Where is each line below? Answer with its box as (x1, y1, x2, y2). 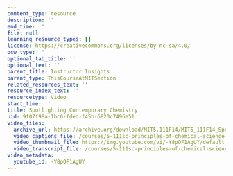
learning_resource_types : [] (7, 36, 92, 43)
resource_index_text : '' (7, 87, 79, 94)
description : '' (7, 17, 54, 24)
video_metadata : (7, 152, 54, 159)
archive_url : (13, 126, 51, 133)
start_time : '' (7, 100, 51, 107)
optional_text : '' (7, 62, 60, 69)
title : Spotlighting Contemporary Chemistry (7, 107, 138, 114)
